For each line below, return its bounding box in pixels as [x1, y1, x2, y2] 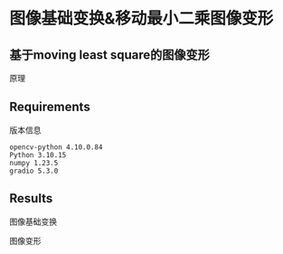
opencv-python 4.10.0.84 [9, 142, 103, 152]
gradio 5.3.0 [9, 166, 59, 175]
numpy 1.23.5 [9, 158, 59, 167]
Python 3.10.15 [9, 150, 67, 159]
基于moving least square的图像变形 [9, 47, 211, 62]
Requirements [9, 99, 90, 115]
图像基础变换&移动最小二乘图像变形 [9, 8, 274, 29]
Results [9, 191, 53, 206]
